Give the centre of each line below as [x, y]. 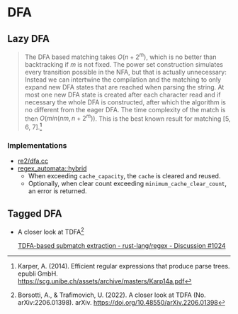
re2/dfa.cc [33, 161]
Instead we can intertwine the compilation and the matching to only [123, 80]
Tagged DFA [35, 213]
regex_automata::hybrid [52, 168]
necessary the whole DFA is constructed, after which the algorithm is [125, 102]
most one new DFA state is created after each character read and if [123, 94]
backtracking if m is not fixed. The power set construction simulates [124, 64]
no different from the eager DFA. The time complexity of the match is [125, 109]
